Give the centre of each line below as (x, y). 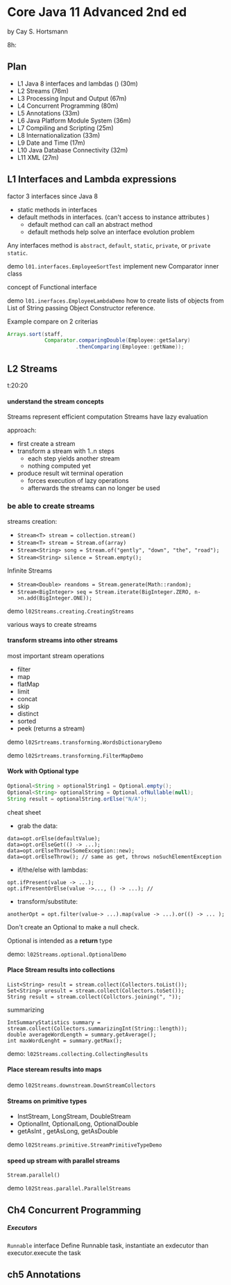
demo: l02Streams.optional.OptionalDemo (67, 954)
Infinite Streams (30, 570)
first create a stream (46, 444)
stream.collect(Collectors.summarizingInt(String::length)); (97, 1028)
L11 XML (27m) (38, 157)
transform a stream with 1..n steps (66, 451)
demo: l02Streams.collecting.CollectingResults (78, 1053)
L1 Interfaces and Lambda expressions (92, 179)
